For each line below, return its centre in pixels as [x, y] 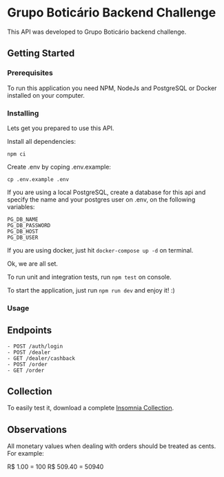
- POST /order [28, 364]
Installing [23, 113]
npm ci [17, 154]
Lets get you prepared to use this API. [61, 128]
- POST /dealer [29, 352]
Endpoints [30, 331]
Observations [37, 429]
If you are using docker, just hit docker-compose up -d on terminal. [100, 250]
